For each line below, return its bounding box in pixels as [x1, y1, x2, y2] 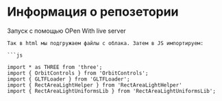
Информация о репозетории [7, 4, 179, 20]
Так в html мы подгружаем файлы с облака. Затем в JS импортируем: [7, 40, 204, 46]
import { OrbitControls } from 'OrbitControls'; [7, 70, 149, 76]
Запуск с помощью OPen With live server [7, 27, 127, 35]
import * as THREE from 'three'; [7, 63, 103, 70]
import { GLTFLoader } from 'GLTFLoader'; [7, 76, 130, 83]
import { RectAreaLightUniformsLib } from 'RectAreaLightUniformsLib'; [7, 87, 216, 94]
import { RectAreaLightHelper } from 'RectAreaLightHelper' [7, 81, 183, 89]
